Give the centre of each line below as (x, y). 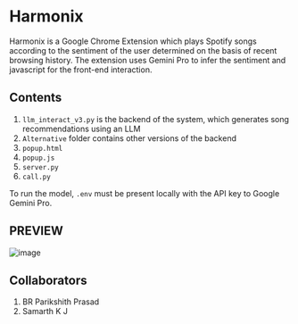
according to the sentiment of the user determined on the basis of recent (143, 50)
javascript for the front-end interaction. (81, 70)
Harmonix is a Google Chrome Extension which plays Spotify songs (133, 41)
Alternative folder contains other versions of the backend (129, 138)
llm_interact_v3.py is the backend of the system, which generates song (156, 119)
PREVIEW (37, 231)
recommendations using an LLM (81, 129)
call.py (36, 177)
